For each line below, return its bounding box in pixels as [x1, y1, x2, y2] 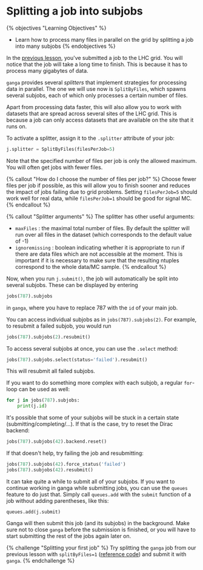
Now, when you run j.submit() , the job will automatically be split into [6, 274, 179, 282]
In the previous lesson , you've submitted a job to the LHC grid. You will [6, 54, 183, 61]
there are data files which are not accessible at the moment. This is [15, 250, 183, 257]
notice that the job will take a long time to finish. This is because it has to [6, 61, 188, 68]
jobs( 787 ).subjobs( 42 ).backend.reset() [6, 439, 107, 445]
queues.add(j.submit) [6, 509, 61, 515]
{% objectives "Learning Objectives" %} [6, 24, 107, 31]
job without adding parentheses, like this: [6, 497, 109, 504]
